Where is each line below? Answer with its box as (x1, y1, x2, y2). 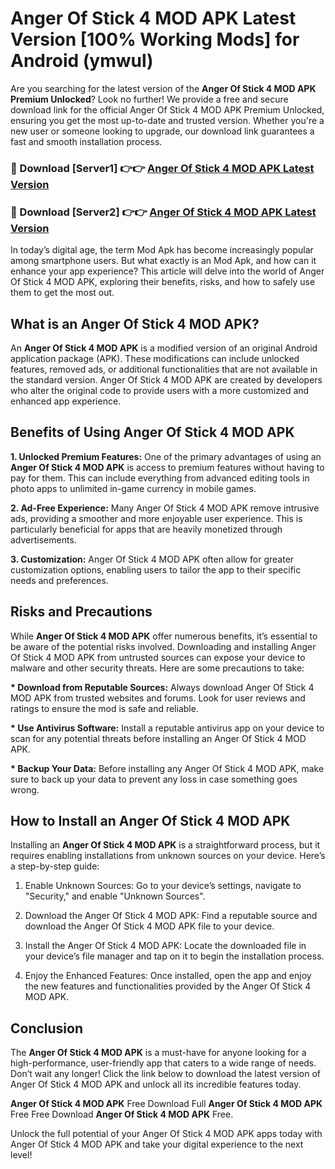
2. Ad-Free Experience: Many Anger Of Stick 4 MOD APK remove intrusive (10, 502, 320, 514)
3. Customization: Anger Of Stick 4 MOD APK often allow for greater (10, 553, 295, 565)
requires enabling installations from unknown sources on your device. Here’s (10, 850, 326, 862)
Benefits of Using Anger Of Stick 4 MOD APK (10, 424, 295, 441)
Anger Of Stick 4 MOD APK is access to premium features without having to (10, 461, 325, 473)
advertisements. (10, 533, 77, 546)
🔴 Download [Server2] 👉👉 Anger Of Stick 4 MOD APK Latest (10, 205, 317, 219)
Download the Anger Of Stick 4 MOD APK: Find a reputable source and (24, 910, 318, 922)
